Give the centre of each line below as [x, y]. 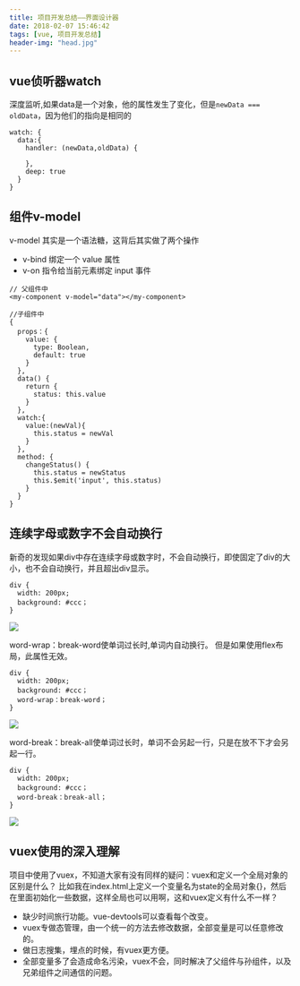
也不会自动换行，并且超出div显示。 [89, 568]
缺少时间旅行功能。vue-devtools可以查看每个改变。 [117, 916]
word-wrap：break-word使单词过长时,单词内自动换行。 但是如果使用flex [142, 645]
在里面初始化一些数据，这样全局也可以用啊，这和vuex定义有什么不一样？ [144, 897]
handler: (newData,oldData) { [82, 149]
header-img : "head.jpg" [54, 43]
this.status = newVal [73, 433]
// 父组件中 [29, 289]
